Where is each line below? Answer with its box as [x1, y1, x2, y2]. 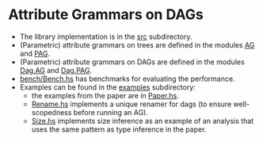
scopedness [31, 107, 72, 117]
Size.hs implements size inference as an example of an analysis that [31, 116, 254, 125]
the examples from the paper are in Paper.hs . [31, 90, 180, 100]
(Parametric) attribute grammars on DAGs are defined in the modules [19, 57, 245, 67]
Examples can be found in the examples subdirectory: [19, 82, 196, 92]
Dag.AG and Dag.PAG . [19, 65, 93, 75]
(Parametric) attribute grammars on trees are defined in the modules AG [19, 40, 255, 49]
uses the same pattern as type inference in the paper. [31, 125, 207, 134]
